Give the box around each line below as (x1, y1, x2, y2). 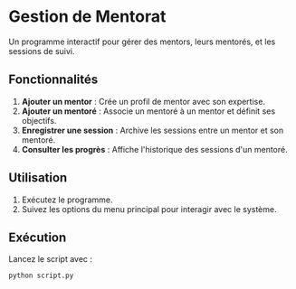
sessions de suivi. (8, 45, 75, 56)
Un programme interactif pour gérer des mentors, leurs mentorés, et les (8, 36, 276, 47)
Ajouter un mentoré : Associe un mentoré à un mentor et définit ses (21, 106, 276, 117)
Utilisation (8, 170, 68, 186)
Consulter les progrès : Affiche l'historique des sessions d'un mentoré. (21, 144, 288, 154)
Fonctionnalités (8, 72, 99, 88)
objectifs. (21, 115, 57, 126)
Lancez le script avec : (8, 254, 92, 265)
